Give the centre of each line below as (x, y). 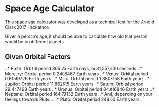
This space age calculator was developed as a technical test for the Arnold (79, 22)
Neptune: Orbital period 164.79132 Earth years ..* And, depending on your (79, 94)
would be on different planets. (35, 41)
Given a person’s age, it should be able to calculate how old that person (76, 36)
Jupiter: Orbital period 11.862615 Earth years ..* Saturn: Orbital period (74, 84)
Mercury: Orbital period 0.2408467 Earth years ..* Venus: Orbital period (77, 74)
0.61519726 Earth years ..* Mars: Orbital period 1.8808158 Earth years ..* (77, 78)
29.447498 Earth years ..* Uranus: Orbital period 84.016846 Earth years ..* (80, 89)
